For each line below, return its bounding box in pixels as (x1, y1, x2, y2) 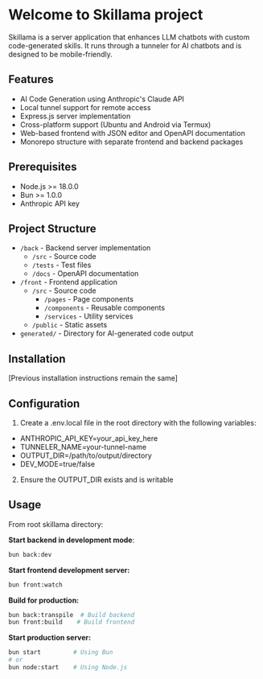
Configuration (8, 397, 80, 410)
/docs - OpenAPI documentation (31, 269, 139, 278)
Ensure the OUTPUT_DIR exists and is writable (19, 475, 174, 484)
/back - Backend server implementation (19, 243, 151, 253)
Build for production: (8, 595, 80, 605)
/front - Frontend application (19, 278, 118, 287)
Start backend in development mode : (8, 535, 135, 545)
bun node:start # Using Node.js (8, 664, 128, 672)
